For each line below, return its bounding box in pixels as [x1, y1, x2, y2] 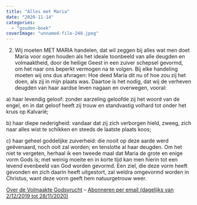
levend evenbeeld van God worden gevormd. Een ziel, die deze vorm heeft [6, 163, 188, 170]
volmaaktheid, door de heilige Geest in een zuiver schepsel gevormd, [14, 59, 183, 67]
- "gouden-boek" [11, 25, 51, 31]
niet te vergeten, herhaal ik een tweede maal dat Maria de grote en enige [6, 150, 183, 157]
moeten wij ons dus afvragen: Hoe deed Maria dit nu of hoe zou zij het [14, 72, 186, 79]
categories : [6, 19, 35, 25]
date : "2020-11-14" [6, 14, 54, 20]
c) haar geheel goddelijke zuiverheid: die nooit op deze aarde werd [6, 137, 169, 144]
